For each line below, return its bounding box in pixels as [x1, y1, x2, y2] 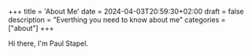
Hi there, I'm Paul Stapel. [8, 39, 89, 48]
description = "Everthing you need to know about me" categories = [8, 15, 226, 24]
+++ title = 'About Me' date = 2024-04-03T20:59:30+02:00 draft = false [8, 7, 244, 16]
